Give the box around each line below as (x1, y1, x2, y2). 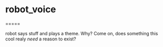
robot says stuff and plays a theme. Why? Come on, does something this (5, 30, 158, 36)
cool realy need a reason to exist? (5, 36, 77, 42)
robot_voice (5, 4, 56, 15)
